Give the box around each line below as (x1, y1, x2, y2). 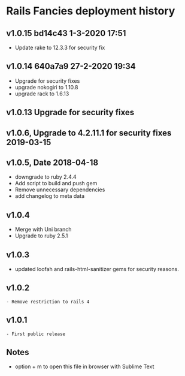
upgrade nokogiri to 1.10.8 (14, 83, 79, 91)
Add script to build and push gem (14, 180, 98, 187)
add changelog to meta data (14, 192, 85, 200)
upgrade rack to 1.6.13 (14, 90, 69, 97)
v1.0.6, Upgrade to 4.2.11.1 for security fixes (6, 128, 172, 138)
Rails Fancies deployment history (6, 4, 175, 18)
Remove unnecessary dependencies (14, 186, 105, 193)
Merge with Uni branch (14, 226, 72, 233)
